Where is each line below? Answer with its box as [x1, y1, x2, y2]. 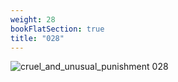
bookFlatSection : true [10, 24, 105, 34]
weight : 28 [10, 14, 56, 25]
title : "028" [10, 33, 65, 43]
